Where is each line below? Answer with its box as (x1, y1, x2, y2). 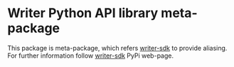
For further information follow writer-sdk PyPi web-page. (7, 51, 174, 60)
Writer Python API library (7, 5, 159, 21)
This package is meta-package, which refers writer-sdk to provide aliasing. (7, 43, 228, 52)
